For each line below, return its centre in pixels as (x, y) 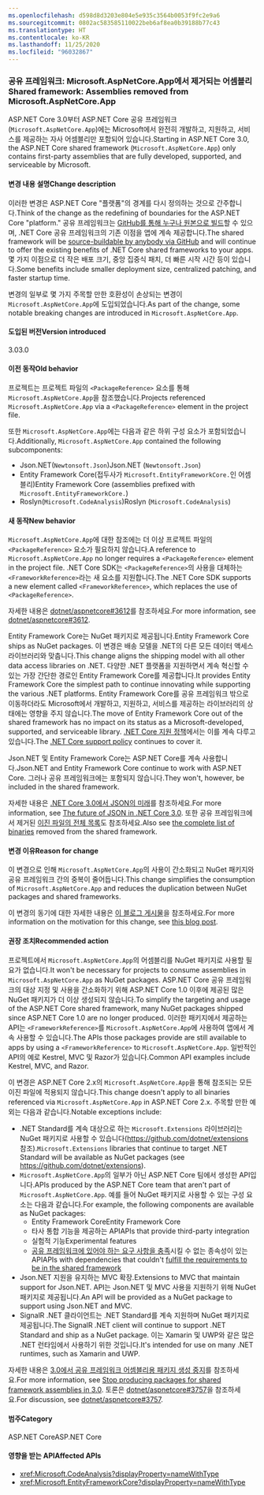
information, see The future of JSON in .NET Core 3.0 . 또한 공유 (110, 813)
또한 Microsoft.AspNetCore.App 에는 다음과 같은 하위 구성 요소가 (107, 431)
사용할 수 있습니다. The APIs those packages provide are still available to (131, 1037)
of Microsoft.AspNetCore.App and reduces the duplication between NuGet (128, 888)
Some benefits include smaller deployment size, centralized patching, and (136, 269)
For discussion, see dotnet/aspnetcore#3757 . (90, 1399)
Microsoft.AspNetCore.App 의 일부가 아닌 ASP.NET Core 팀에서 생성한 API (135, 1174)
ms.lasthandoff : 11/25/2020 (54, 45)
